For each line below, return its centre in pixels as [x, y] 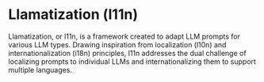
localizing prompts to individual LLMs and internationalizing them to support [132, 61]
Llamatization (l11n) [73, 15]
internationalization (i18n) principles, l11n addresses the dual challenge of [128, 53]
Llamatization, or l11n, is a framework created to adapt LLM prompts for [124, 36]
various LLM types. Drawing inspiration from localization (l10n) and [117, 44]
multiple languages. [40, 69]
